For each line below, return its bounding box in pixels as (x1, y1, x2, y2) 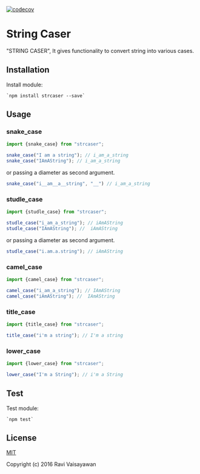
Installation (6, 64, 50, 75)
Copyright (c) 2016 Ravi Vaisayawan (6, 461, 96, 468)
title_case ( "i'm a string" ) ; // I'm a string (6, 332, 123, 338)
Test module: (6, 405, 39, 412)
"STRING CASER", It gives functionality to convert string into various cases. (6, 47, 195, 54)
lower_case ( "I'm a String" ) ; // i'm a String (6, 371, 123, 377)
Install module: (6, 81, 43, 88)
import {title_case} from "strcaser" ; (6, 321, 104, 327)
